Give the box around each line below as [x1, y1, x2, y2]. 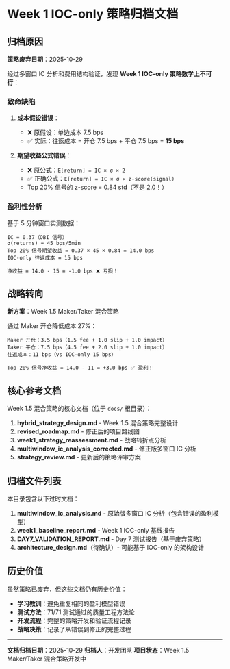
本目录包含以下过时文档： [7, 494, 79, 503]
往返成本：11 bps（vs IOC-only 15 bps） [7, 351, 117, 358]
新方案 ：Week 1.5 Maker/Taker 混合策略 [7, 307, 120, 316]
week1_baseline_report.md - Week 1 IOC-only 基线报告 [16, 527, 175, 535]
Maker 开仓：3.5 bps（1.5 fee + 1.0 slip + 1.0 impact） [7, 337, 168, 344]
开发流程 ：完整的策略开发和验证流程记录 [16, 616, 131, 624]
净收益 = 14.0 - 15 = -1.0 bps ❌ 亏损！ [7, 268, 118, 275]
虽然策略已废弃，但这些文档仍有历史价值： [7, 585, 127, 593]
